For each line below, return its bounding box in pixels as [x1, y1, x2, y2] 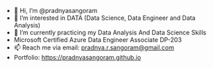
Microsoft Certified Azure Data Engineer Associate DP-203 [13, 36, 182, 44]
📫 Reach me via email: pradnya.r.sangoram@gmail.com [13, 43, 175, 52]
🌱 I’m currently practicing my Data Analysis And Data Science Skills [13, 28, 207, 36]
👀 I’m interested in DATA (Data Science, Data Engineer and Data [13, 14, 196, 22]
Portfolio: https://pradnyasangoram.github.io [13, 54, 142, 61]
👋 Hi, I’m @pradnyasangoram [13, 7, 98, 14]
